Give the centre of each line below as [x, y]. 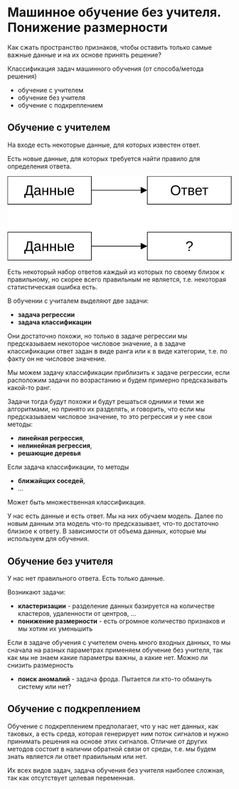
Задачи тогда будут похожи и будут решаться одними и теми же [106, 402]
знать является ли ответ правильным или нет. [77, 756]
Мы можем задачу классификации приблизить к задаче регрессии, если [118, 373]
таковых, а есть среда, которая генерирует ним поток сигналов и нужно [118, 733]
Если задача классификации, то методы [68, 467]
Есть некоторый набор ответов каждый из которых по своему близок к [116, 272]
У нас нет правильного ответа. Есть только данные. [86, 578]
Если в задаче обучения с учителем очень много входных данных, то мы [119, 642]
